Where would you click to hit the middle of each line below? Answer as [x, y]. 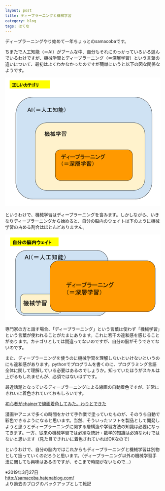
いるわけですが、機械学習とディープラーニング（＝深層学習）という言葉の [84, 58]
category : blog [21, 21]
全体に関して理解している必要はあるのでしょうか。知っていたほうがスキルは [82, 370]
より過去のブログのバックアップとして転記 [48, 484]
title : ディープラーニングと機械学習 [38, 16]
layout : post [18, 10]
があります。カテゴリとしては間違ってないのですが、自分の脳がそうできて [80, 341]
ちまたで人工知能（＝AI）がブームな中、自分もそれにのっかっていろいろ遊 [81, 52]
